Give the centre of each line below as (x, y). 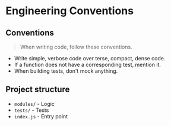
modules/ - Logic (34, 104)
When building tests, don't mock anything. (66, 71)
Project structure (38, 90)
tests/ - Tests (31, 110)
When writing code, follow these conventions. (76, 47)
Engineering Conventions (70, 11)
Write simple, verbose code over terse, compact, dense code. (90, 58)
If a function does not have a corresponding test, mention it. (88, 64)
